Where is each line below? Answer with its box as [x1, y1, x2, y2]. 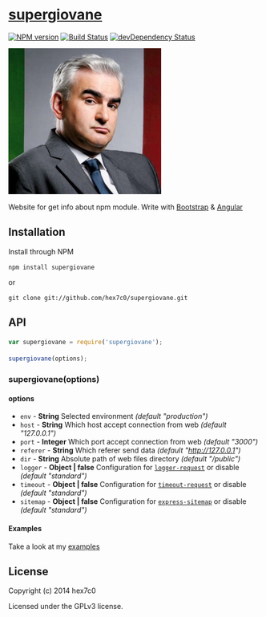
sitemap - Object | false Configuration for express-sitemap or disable [19, 497, 247, 506]
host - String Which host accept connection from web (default [19, 420, 227, 430]
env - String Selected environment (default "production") [19, 412, 208, 421]
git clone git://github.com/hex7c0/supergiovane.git [8, 294, 188, 302]
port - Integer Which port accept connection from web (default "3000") [19, 437, 259, 447]
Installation [8, 225, 66, 239]
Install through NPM [8, 246, 75, 256]
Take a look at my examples [8, 542, 100, 551]
